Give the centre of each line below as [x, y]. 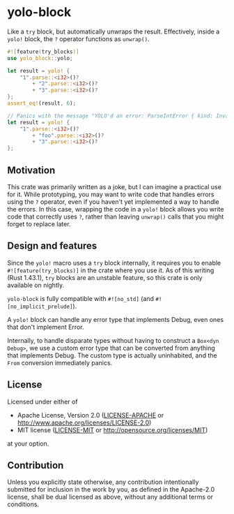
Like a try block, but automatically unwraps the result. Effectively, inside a [114, 31]
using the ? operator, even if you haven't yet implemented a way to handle [113, 202]
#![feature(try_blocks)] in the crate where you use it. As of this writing [111, 270]
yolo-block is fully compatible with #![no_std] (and [81, 298]
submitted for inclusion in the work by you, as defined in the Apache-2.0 [111, 490]
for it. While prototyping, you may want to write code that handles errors [111, 194]
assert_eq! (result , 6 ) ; [42, 103]
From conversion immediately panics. [60, 362]
